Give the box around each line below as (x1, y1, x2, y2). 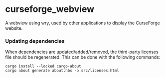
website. (5, 25, 23, 31)
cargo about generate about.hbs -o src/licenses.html (5, 68, 120, 73)
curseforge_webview (5, 3, 95, 15)
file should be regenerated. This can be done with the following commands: (5, 54, 161, 60)
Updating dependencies (5, 37, 65, 44)
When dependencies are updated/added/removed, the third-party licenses (5, 49, 159, 55)
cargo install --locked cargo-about (5, 64, 81, 69)
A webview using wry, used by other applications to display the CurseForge (5, 20, 161, 26)
